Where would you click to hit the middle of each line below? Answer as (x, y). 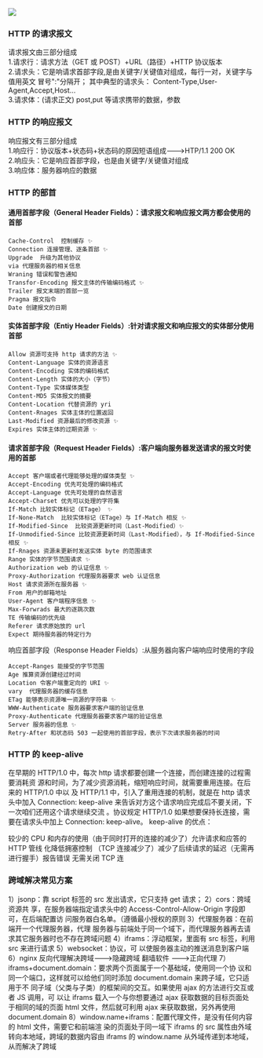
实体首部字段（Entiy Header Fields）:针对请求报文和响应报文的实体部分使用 (131, 326)
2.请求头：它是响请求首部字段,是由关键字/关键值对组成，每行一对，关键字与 (130, 72)
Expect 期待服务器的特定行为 (50, 635)
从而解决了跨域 (32, 1046)
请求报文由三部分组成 (42, 52)
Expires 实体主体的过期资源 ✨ (53, 429)
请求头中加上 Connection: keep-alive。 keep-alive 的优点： (117, 822)
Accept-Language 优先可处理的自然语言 (66, 493)
